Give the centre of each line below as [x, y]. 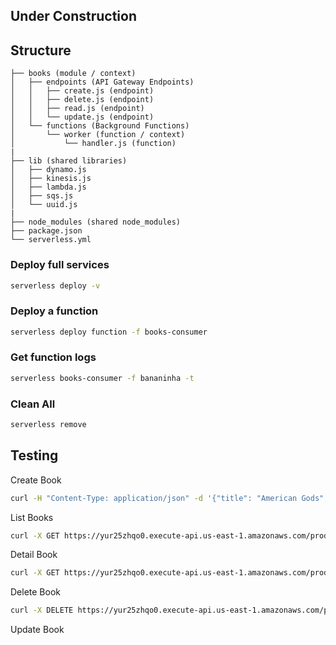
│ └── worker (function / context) [98, 135]
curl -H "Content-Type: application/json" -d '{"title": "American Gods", [169, 498]
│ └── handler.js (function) [93, 144]
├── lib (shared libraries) [69, 161]
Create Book [36, 480]
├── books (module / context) [73, 74]
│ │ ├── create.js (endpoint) [82, 91]
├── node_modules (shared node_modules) [96, 222]
